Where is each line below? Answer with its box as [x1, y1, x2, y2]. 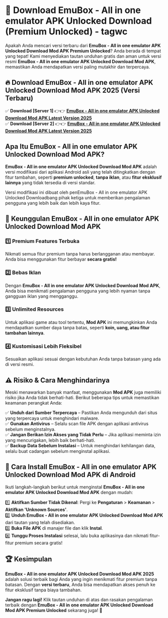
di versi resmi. [5, 361, 34, 367]
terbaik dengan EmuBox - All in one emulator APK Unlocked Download [5, 602, 154, 608]
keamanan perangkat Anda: [5, 400, 63, 406]
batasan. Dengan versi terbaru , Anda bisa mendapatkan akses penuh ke [5, 581, 155, 587]
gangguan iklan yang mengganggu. [5, 293, 79, 299]
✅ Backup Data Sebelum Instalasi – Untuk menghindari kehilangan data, [5, 442, 155, 448]
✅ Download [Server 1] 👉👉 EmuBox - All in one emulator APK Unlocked [5, 107, 160, 113]
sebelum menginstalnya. [5, 426, 56, 432]
